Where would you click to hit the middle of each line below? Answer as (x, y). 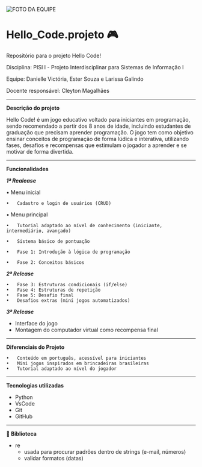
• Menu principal (27, 215)
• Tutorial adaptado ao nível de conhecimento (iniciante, (84, 225)
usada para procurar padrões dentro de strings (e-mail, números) (105, 451)
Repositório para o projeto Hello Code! (54, 55)
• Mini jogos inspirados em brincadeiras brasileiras (78, 363)
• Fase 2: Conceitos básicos (45, 262)
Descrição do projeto (33, 108)
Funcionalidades (28, 169)
